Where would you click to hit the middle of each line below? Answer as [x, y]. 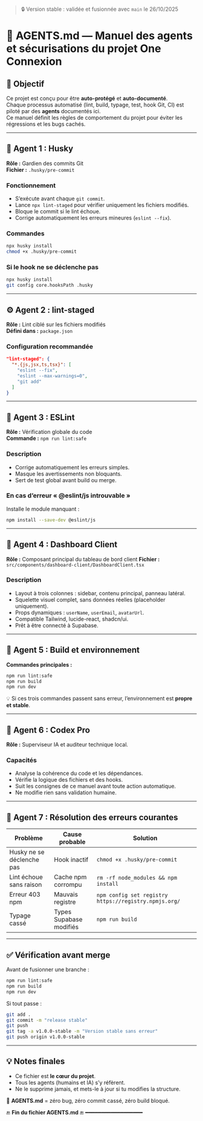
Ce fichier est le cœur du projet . [55, 1076]
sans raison [26, 884]
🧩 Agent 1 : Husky [40, 149]
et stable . [18, 705]
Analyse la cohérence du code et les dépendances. [79, 773]
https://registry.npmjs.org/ [138, 901]
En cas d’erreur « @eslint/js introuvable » [69, 495]
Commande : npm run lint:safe [47, 439]
